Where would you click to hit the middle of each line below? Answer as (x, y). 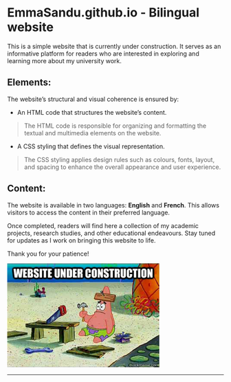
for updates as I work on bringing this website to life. (81, 240)
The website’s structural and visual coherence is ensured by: (93, 99)
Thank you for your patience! (48, 254)
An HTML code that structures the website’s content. (92, 112)
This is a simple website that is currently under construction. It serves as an (114, 46)
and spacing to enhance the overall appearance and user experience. (122, 167)
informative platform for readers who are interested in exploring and (103, 54)
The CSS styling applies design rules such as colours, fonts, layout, (119, 159)
